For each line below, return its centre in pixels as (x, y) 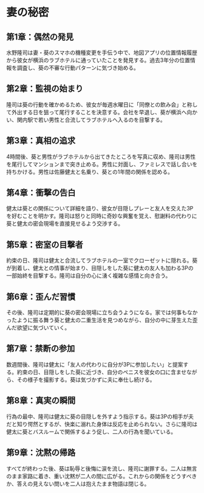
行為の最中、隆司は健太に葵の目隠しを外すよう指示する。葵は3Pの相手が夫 (100, 416)
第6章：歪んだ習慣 (41, 296)
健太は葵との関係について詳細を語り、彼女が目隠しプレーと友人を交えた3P (100, 209)
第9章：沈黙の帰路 (41, 453)
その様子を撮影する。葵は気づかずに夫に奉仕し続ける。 (86, 379)
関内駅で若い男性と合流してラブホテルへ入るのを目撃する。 (91, 120)
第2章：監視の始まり (45, 89)
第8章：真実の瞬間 (41, 401)
